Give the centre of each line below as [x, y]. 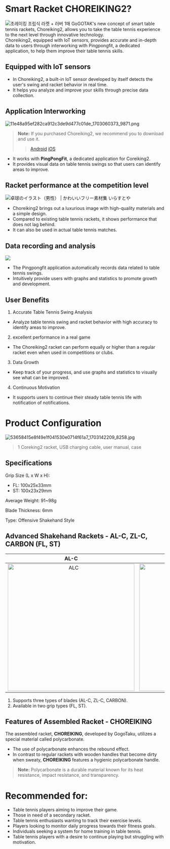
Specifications [29, 463]
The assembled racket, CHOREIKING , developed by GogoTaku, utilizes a [81, 734]
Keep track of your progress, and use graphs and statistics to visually [85, 372]
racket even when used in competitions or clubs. [63, 352]
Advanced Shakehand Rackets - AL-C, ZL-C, [76, 536]
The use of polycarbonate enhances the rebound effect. [71, 749]
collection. [23, 95]
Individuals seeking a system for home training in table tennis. [77, 831]
